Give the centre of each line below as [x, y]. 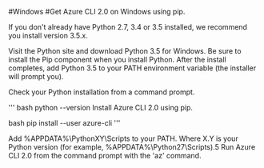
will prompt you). [36, 76]
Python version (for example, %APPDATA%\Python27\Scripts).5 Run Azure [132, 147]
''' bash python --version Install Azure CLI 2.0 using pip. [101, 108]
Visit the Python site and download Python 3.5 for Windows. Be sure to [125, 51]
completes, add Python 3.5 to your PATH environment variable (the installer [132, 68]
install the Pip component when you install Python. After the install [117, 60]
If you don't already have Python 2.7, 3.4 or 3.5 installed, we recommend [128, 27]
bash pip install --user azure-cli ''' [64, 123]
